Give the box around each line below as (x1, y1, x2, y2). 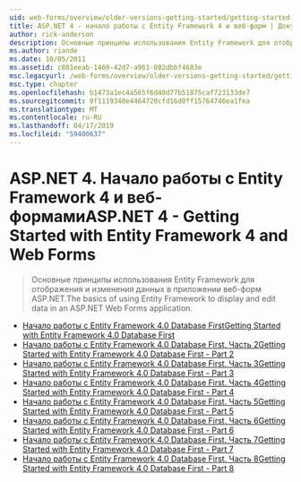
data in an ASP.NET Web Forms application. (30, 302, 193, 314)
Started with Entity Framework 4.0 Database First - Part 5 (21, 405, 235, 417)
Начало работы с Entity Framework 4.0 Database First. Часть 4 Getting (21, 377, 287, 388)
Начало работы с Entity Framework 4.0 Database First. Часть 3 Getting (21, 357, 286, 368)
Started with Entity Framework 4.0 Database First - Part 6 (21, 425, 235, 435)
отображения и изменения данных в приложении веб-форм (30, 283, 262, 294)
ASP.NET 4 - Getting (84, 207, 240, 227)
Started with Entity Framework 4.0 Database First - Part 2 (21, 349, 235, 359)
